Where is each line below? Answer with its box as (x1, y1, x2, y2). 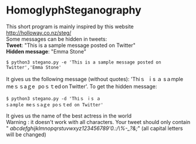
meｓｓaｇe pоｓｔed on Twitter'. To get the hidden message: (6, 83, 157, 90)
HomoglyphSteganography (6, 4, 142, 17)
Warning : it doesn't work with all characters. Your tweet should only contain (6, 118, 191, 125)
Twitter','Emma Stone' (6, 64, 62, 71)
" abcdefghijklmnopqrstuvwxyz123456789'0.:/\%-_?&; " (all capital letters (6, 125, 183, 132)
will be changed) (6, 130, 47, 138)
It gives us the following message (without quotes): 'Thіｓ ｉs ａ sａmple (6, 75, 184, 82)
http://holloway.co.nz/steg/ (6, 29, 72, 36)
